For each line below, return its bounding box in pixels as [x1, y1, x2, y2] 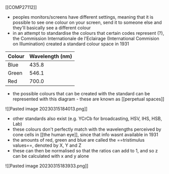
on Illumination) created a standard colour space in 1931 [12, 41, 129, 47]
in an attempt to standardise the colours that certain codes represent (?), [12, 30, 164, 36]
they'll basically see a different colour [12, 25, 91, 31]
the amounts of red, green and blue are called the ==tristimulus [12, 137, 145, 143]
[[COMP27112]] [5, 5, 37, 10]
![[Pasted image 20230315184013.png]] [5, 106, 88, 111]
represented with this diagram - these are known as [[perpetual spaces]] [12, 96, 164, 102]
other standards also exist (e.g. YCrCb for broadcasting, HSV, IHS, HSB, [12, 115, 162, 122]
